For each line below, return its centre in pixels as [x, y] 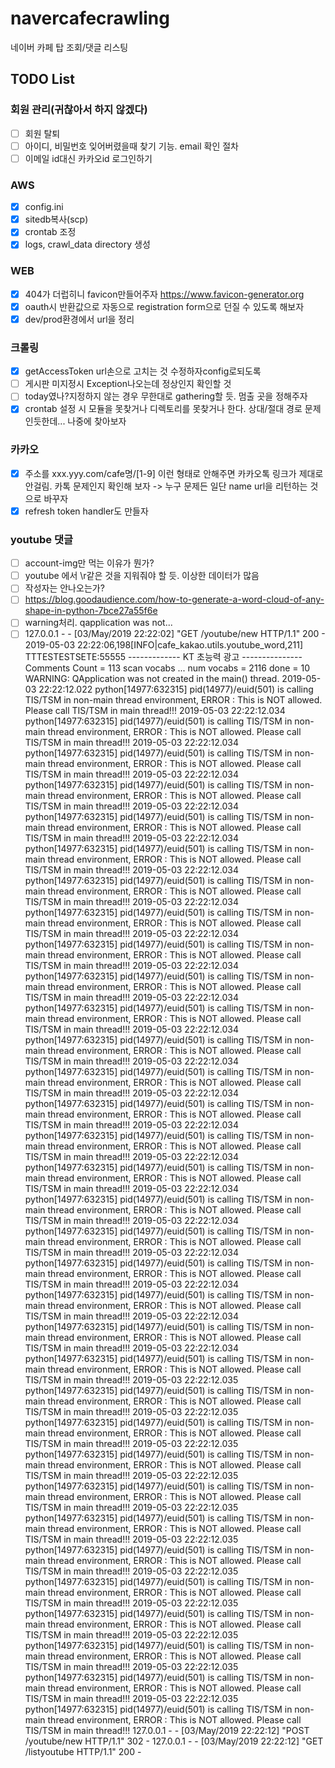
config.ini [44, 207]
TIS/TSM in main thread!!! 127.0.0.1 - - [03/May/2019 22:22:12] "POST [167, 1731]
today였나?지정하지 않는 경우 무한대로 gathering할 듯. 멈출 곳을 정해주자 [166, 396]
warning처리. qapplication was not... [98, 623]
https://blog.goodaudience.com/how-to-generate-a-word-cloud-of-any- [174, 599]
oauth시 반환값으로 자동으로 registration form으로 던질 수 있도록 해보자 [164, 306]
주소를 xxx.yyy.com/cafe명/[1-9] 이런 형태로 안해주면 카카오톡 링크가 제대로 [174, 473]
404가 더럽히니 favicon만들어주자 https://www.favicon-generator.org [164, 294]
